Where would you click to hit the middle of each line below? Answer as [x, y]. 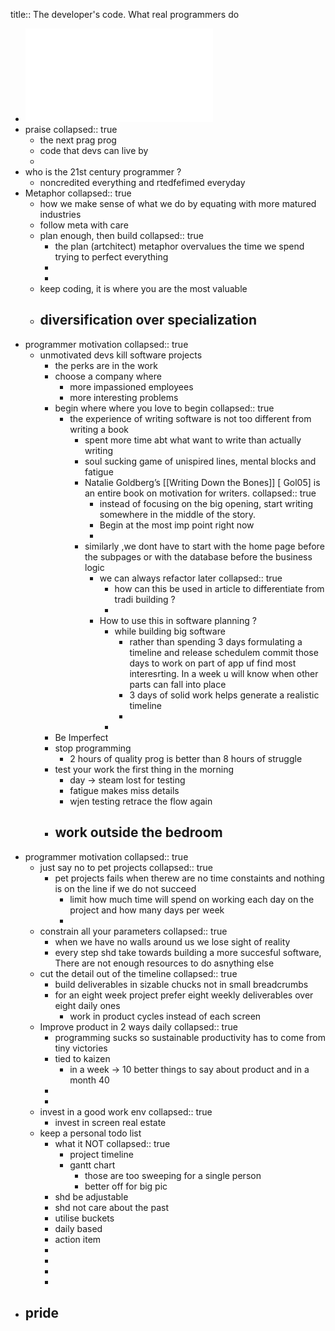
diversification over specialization [148, 320]
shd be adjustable [91, 1196]
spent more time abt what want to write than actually [193, 440]
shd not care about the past [112, 1207]
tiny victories [81, 1048]
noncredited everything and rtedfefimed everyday [142, 182]
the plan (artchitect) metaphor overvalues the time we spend [179, 246]
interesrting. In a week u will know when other [224, 673]
